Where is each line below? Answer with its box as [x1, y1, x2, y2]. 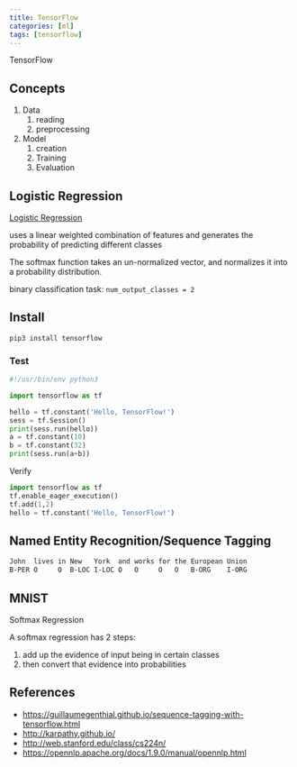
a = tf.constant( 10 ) [9, 433, 87, 442]
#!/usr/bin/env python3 [9, 375, 99, 384]
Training [35, 152, 67, 163]
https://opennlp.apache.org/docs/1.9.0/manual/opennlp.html [22, 747, 247, 758]
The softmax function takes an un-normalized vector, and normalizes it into [9, 257, 288, 267]
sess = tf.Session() [9, 415, 87, 425]
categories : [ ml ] [9, 22, 75, 31]
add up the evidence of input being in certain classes [22, 649, 220, 660]
